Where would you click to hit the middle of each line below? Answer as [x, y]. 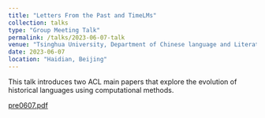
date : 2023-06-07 [37, 52]
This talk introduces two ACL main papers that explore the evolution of [123, 81]
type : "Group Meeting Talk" [54, 30]
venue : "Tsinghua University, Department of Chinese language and [119, 45]
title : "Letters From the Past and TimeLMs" [82, 15]
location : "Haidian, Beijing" [58, 60]
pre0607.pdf [28, 105]
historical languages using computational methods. [91, 90]
